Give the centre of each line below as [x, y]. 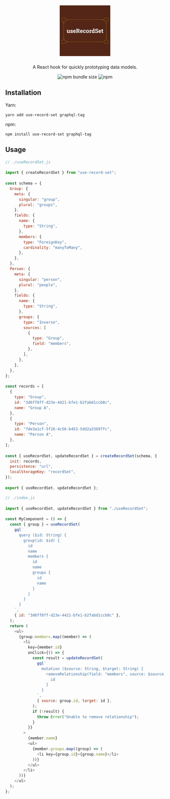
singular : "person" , [40, 279]
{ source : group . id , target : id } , [75, 701]
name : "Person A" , [34, 435]
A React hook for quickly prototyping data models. [85, 67]
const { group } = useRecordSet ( [45, 524]
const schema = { [24, 183]
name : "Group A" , [33, 408]
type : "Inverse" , [41, 322]
